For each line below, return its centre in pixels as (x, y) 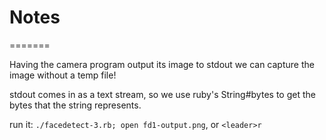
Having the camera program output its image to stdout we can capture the (162, 64)
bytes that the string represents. (75, 105)
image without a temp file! (63, 75)
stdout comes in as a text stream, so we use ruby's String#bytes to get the (162, 94)
